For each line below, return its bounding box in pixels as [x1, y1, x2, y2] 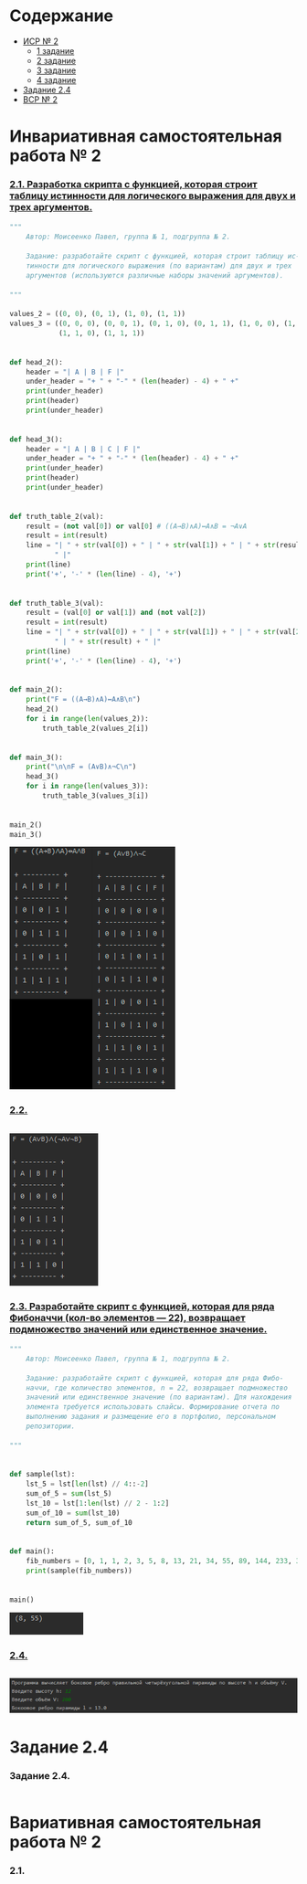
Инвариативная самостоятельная [9, 126, 282, 147]
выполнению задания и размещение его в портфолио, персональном [26, 1413, 276, 1422]
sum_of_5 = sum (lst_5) [26, 1489, 112, 1498]
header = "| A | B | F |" [26, 367, 125, 376]
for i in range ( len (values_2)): [26, 714, 149, 724]
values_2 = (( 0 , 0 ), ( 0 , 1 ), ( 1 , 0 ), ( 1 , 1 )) [9, 310, 186, 319]
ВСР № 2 [22, 93, 58, 105]
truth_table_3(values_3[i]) [42, 791, 149, 800]
